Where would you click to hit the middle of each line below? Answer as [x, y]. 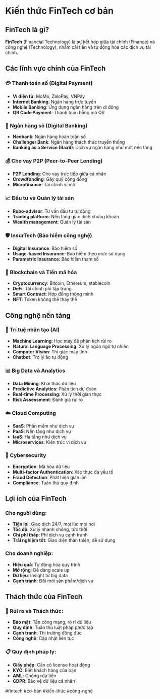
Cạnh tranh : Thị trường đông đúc [47, 633]
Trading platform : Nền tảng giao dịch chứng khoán [66, 216]
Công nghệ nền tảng [38, 315]
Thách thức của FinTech [44, 597]
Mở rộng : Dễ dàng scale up [41, 570]
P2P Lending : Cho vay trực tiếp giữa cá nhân [59, 174]
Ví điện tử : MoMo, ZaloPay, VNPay [49, 96]
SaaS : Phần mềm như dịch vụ [43, 426]
